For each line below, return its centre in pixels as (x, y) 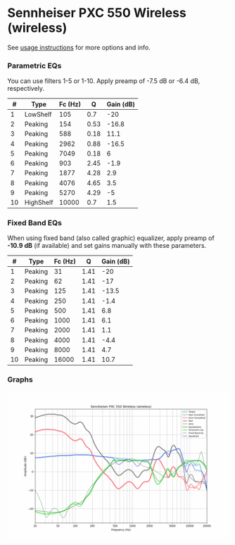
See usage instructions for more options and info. (79, 47)
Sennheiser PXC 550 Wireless (97, 13)
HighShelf (39, 203)
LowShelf (38, 114)
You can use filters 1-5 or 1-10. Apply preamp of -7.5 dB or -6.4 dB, (104, 81)
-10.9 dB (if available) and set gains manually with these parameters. (107, 246)
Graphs (20, 380)
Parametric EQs (34, 65)
